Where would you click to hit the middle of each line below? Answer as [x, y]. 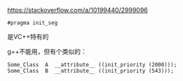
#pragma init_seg [33, 23]
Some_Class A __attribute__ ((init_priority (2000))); [92, 65]
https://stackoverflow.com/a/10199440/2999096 [78, 10]
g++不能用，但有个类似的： [47, 51]
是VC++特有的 [28, 37]
